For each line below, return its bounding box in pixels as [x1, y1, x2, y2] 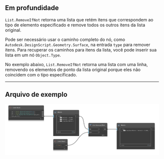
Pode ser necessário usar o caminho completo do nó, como [5, 36, 125, 42]
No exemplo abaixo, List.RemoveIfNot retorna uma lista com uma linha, [5, 61, 148, 67]
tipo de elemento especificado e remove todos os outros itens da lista [5, 22, 145, 28]
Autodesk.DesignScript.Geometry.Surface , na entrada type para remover [5, 41, 150, 48]
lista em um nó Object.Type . [5, 52, 61, 58]
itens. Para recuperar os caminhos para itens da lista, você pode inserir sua [5, 47, 157, 53]
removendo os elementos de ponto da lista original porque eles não [5, 67, 141, 72]
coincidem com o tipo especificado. [5, 71, 77, 77]
